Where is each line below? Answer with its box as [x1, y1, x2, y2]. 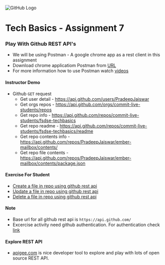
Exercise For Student [5, 172, 50, 178]
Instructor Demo [5, 80, 40, 86]
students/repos [20, 106, 52, 113]
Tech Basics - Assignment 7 [5, 23, 124, 34]
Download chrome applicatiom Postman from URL [12, 62, 117, 69]
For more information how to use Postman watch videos [12, 68, 129, 74]
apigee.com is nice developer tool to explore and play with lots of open [12, 250, 160, 256]
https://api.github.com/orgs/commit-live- [55, 101, 141, 107]
